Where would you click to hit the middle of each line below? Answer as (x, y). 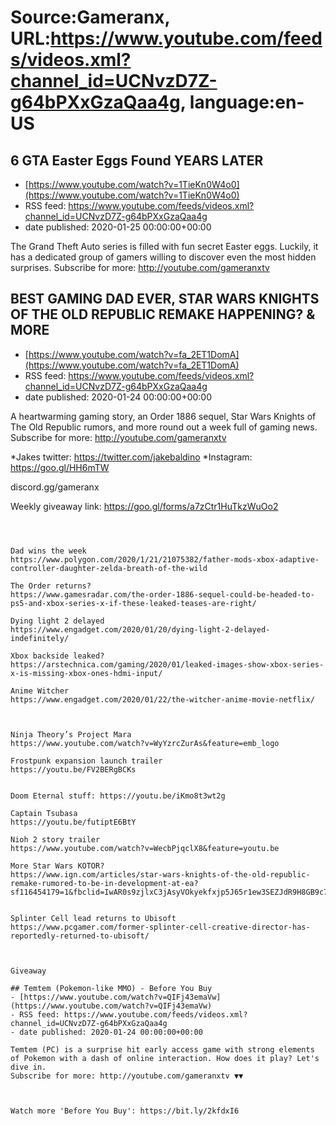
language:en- (247, 102)
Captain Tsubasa (44, 813)
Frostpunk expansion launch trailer (86, 761)
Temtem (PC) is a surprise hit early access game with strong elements (162, 1049)
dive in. (28, 1067)
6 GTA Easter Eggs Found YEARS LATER (137, 160)
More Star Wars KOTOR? (57, 866)
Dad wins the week (48, 551)
